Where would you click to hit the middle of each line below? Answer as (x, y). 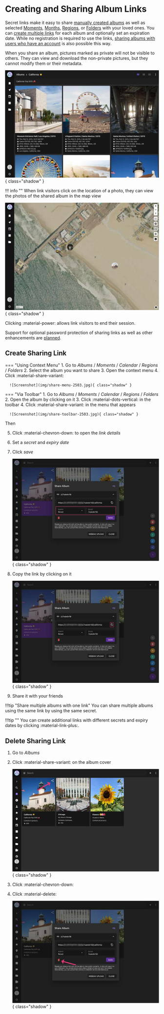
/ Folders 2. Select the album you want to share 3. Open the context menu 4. (82, 370)
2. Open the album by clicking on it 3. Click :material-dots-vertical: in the (78, 399)
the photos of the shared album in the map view (53, 196)
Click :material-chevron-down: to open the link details (66, 433)
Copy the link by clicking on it (42, 574)
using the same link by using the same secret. (51, 711)
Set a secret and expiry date (41, 442)
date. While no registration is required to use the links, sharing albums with (80, 38)
